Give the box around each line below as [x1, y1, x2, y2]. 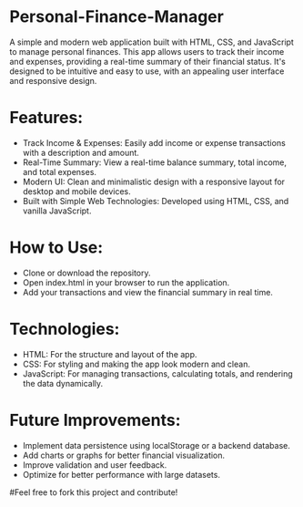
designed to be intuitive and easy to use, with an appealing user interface [9, 66, 285, 77]
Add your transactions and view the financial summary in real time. [22, 286, 273, 297]
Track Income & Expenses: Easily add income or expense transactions [22, 137, 287, 148]
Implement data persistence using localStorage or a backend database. [22, 440, 291, 450]
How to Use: [9, 237, 104, 258]
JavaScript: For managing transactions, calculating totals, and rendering [22, 367, 293, 379]
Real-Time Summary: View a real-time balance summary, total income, [22, 157, 287, 168]
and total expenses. [22, 166, 97, 177]
